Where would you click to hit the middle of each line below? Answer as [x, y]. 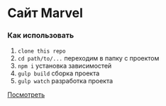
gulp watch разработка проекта [65, 81]
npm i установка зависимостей [65, 66]
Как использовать [41, 36]
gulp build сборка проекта [59, 73]
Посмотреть [26, 95]
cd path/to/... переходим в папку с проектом [88, 58]
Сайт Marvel [45, 13]
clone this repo [41, 51]
